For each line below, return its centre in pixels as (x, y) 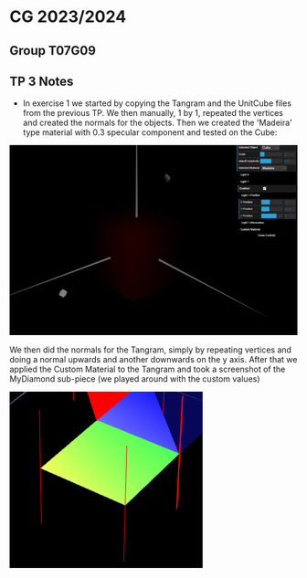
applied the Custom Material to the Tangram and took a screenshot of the (148, 369)
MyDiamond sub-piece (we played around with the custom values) (135, 378)
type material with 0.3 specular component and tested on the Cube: (150, 132)
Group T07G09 (53, 51)
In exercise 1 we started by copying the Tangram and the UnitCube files (157, 103)
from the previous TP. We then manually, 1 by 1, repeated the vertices (153, 113)
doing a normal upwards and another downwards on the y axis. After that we (153, 359)
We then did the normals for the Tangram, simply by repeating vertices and (151, 350)
